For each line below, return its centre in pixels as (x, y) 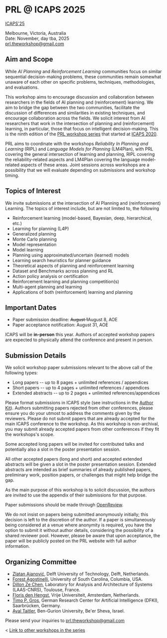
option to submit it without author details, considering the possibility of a (79, 530)
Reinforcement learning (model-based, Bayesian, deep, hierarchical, (82, 218)
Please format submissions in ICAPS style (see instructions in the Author (79, 403)
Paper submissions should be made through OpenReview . (64, 505)
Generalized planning (34, 234)
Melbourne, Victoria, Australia (36, 33)
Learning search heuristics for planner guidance (62, 260)
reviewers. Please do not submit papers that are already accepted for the (80, 419)
